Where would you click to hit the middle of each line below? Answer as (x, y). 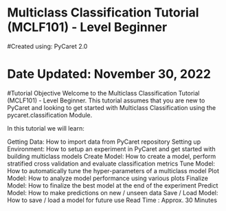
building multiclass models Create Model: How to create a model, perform (112, 156)
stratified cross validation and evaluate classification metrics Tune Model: (111, 164)
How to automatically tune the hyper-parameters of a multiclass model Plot (113, 170)
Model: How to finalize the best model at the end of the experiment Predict (113, 185)
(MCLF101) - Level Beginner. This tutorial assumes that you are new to (106, 100)
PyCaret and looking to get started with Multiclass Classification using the (112, 107)
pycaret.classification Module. (50, 115)
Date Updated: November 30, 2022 (109, 74)
